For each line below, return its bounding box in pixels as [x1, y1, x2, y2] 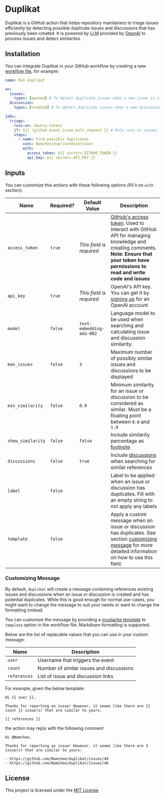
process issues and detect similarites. [5, 36, 82, 41]
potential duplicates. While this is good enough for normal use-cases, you [5, 596, 155, 603]
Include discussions [110, 452, 157, 458]
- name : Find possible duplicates [18, 137, 89, 142]
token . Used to [110, 220, 144, 227]
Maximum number [110, 348, 153, 355]
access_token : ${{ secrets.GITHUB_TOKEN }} [27, 151, 118, 155]
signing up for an [110, 295, 150, 302]
